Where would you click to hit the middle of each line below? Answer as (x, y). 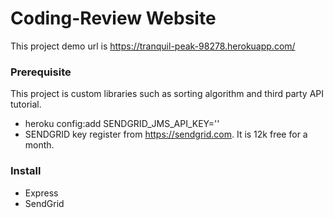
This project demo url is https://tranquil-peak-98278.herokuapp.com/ (153, 46)
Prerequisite (41, 72)
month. (39, 145)
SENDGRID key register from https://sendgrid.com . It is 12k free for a (166, 134)
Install (26, 171)
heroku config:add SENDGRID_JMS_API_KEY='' (122, 124)
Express (41, 193)
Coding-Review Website (113, 18)
